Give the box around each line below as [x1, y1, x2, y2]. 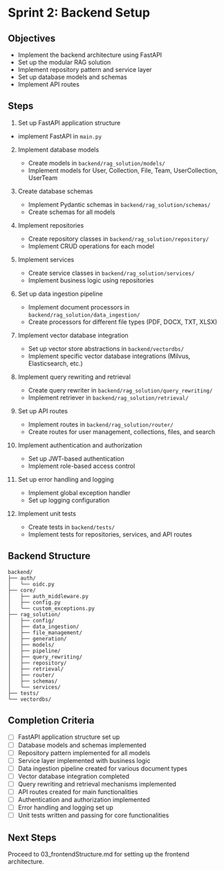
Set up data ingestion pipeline [17, 289, 103, 298]
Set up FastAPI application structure [17, 118, 121, 127]
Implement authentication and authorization [17, 441, 142, 449]
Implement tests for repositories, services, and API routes [28, 530, 192, 538]
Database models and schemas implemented [17, 741, 147, 749]
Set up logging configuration [28, 496, 110, 504]
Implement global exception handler [28, 488, 131, 496]
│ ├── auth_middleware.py [8, 593, 89, 600]
